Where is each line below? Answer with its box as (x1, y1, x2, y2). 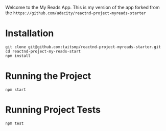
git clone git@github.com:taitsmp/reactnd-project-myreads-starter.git (5, 44, 161, 49)
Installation (5, 28, 54, 39)
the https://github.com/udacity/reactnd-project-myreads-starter (5, 10, 147, 16)
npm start (5, 87, 27, 92)
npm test (5, 121, 24, 126)
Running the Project (5, 70, 91, 82)
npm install (5, 53, 31, 58)
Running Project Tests (5, 104, 101, 116)
